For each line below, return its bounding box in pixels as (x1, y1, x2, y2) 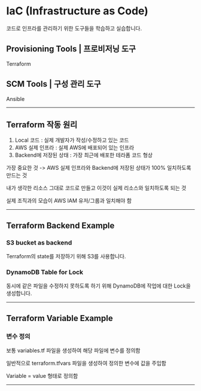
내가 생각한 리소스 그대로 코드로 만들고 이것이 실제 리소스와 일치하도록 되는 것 (6, 184, 187, 192)
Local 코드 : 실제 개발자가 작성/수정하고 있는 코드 (14, 136, 129, 144)
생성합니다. (6, 290, 32, 297)
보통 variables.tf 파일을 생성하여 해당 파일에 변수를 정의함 (6, 347, 141, 354)
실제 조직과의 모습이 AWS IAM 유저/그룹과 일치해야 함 (6, 197, 132, 204)
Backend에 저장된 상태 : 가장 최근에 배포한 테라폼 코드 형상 (14, 151, 153, 159)
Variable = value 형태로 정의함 (6, 372, 78, 380)
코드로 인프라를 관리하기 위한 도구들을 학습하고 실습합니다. (6, 25, 142, 32)
